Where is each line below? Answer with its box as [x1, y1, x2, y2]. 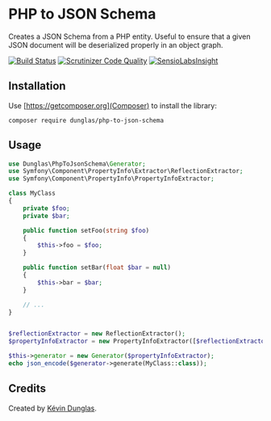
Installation [8, 79, 66, 93]
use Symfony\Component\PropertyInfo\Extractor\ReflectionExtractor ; [8, 167, 244, 175]
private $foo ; [23, 204, 70, 213]
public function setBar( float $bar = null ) [23, 263, 172, 272]
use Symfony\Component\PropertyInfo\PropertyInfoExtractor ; [8, 175, 215, 183]
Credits [8, 381, 47, 396]
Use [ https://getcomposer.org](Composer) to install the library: [8, 100, 218, 110]
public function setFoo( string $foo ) [23, 226, 150, 234]
